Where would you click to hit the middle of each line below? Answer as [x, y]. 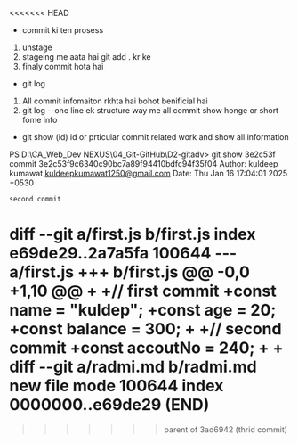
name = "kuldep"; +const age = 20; [143, 310]
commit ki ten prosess [63, 30]
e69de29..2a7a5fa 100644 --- [123, 254]
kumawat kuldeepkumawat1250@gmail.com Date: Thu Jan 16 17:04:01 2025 [148, 173]
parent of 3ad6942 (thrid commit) [226, 429]
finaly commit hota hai [63, 66]
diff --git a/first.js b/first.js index [133, 234]
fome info [40, 120]
